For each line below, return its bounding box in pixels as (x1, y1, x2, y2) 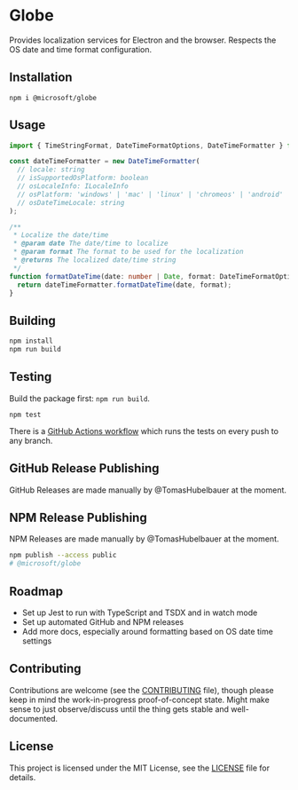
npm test (9, 410, 42, 419)
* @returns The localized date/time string (12, 256, 176, 265)
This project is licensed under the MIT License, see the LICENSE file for (9, 762, 271, 773)
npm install (9, 336, 53, 346)
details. (9, 771, 36, 782)
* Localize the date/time (12, 231, 109, 240)
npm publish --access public (9, 551, 117, 560)
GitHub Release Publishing (9, 461, 160, 476)
